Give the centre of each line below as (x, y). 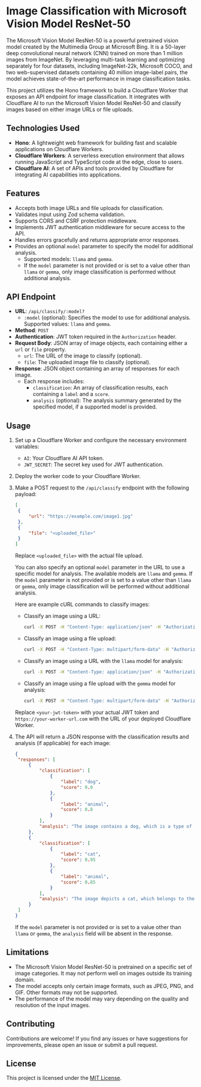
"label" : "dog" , (81, 782)
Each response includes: (54, 382)
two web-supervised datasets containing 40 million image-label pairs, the (97, 72)
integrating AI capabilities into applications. (68, 175)
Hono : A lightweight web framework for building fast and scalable (96, 143)
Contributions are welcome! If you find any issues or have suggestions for (97, 1038)
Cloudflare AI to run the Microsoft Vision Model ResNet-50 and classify (94, 103)
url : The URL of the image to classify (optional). (83, 356)
